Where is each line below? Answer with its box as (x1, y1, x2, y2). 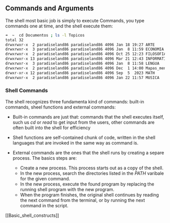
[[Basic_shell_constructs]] (5, 212, 59, 218)
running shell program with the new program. (20, 186, 115, 192)
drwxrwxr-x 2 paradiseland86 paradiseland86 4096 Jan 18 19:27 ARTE (5, 42, 155, 47)
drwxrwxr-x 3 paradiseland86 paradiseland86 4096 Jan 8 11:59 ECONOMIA (5, 47, 164, 52)
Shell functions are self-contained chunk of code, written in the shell (12, 134, 156, 140)
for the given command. (20, 175, 70, 181)
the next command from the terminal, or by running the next (20, 197, 145, 203)
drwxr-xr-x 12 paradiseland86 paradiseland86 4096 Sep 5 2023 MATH (5, 70, 155, 76)
